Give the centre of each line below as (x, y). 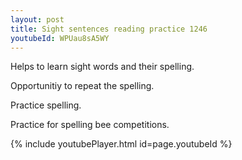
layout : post (37, 19)
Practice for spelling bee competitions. (90, 125)
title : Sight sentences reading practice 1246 (109, 29)
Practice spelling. (46, 105)
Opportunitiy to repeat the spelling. (82, 86)
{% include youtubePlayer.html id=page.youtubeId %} (121, 144)
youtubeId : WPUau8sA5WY (60, 38)
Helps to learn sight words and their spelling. (102, 67)
